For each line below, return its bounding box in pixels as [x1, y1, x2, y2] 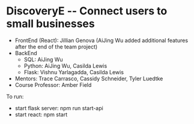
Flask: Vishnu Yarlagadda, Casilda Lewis [23, 68, 124, 75]
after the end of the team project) [14, 43, 98, 50]
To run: [6, 93, 24, 100]
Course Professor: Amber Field [14, 81, 92, 88]
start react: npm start [14, 111, 68, 118]
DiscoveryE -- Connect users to [6, 4, 168, 18]
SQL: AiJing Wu [23, 56, 63, 63]
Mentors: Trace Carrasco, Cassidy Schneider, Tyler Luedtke [14, 75, 163, 82]
